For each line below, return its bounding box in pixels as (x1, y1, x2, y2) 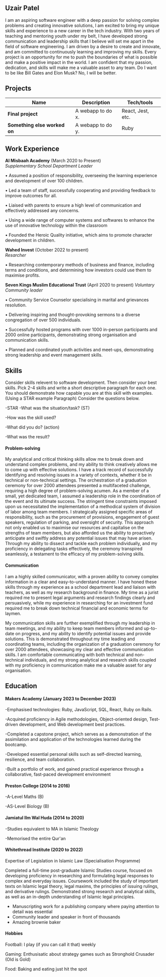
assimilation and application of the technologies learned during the (5, 736, 141, 742)
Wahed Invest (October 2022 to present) (5, 247, 89, 253)
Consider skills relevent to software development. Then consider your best (5, 379, 157, 386)
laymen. (5, 610, 21, 616)
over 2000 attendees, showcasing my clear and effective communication (5, 646, 154, 652)
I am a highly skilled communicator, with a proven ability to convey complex (5, 573, 159, 579)
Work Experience (5, 145, 60, 153)
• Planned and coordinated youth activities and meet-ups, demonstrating (5, 347, 154, 353)
